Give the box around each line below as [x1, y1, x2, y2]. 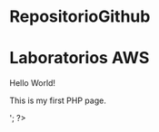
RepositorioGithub [9, 6, 151, 27]
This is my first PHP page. [9, 95, 106, 106]
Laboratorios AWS [9, 48, 150, 69]
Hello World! [9, 78, 56, 89]
